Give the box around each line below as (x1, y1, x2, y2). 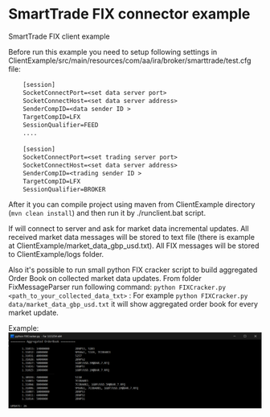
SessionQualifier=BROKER (22, 185, 106, 193)
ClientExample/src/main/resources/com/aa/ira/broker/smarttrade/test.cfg (8, 56, 252, 65)
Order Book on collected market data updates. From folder (8, 273, 202, 283)
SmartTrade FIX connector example (8, 5, 251, 23)
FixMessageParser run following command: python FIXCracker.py (8, 282, 227, 291)
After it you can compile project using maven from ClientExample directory (8, 199, 256, 209)
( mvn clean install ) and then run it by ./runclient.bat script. (8, 208, 207, 217)
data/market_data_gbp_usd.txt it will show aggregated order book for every (8, 299, 259, 308)
